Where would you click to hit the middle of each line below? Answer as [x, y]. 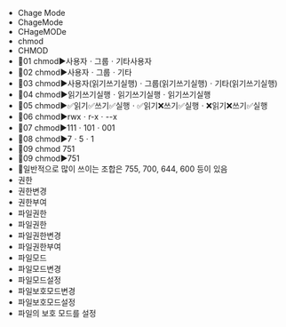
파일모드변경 [40, 269]
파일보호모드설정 [46, 302]
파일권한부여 [40, 247]
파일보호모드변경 [46, 291]
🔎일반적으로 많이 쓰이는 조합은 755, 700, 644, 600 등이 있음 [123, 169]
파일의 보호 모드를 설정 [57, 313]
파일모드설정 [40, 280]
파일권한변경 [40, 235]
